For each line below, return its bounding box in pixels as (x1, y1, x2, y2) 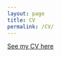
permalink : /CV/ (7, 23, 54, 30)
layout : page (7, 10, 45, 17)
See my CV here (7, 42, 54, 51)
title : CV (7, 17, 36, 24)
